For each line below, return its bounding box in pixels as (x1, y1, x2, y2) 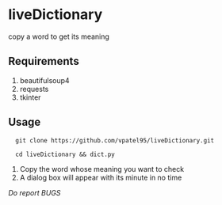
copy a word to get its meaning (8, 32, 109, 41)
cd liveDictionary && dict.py (15, 150, 115, 158)
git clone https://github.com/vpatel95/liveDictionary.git (15, 136, 215, 144)
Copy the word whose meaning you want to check (19, 164, 185, 173)
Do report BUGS (8, 188, 61, 197)
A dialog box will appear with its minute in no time (19, 173, 182, 182)
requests (19, 84, 49, 93)
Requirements (8, 55, 79, 68)
